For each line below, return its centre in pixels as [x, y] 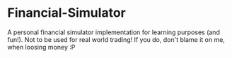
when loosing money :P [41, 47]
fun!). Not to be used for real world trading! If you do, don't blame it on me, [116, 39]
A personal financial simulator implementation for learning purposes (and [114, 32]
